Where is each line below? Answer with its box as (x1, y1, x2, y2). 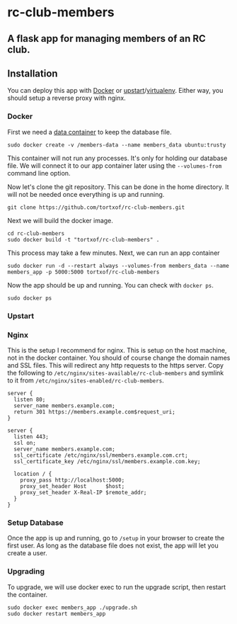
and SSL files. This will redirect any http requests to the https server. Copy (7, 361, 224, 369)
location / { (13, 470, 52, 477)
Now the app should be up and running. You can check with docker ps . (7, 280, 214, 289)
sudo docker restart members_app (7, 610, 106, 617)
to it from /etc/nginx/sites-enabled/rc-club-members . (7, 376, 164, 385)
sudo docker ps (7, 295, 52, 302)
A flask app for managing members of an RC (7, 33, 207, 45)
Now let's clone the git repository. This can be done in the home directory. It (7, 182, 229, 191)
